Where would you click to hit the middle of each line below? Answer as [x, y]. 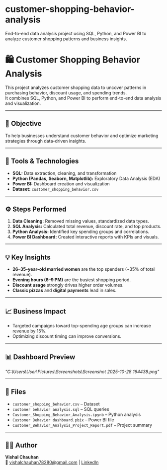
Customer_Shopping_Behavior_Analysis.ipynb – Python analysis [77, 414]
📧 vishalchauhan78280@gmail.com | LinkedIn [52, 463]
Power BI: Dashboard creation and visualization [61, 184]
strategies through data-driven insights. [46, 141]
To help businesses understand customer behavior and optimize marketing [82, 136]
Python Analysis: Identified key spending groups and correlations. [81, 232]
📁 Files [16, 392]
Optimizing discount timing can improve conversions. [67, 336]
